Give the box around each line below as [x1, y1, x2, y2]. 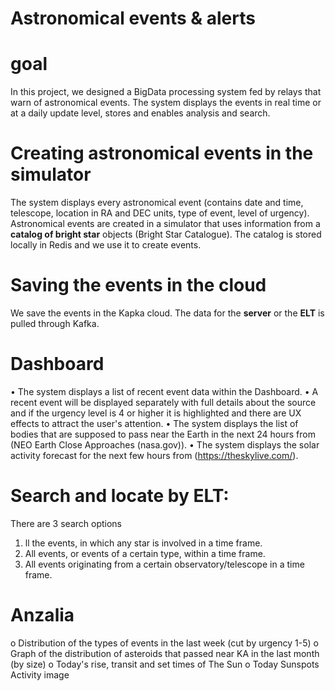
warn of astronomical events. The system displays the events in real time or [10, 97, 322, 109]
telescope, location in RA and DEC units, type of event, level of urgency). [10, 207, 310, 219]
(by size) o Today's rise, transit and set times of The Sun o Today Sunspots [10, 658, 320, 670]
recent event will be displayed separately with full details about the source [10, 396, 317, 408]
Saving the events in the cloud [10, 274, 267, 297]
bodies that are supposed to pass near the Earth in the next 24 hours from [10, 428, 316, 440]
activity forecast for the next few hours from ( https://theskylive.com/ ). [10, 449, 299, 461]
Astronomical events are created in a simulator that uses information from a [10, 218, 321, 230]
